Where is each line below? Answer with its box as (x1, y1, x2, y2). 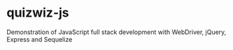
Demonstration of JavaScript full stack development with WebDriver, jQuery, (6, 28, 227, 36)
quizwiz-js (6, 5, 69, 21)
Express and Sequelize (6, 35, 73, 43)
